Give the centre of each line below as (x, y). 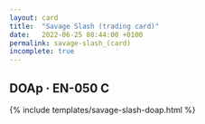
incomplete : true (42, 52)
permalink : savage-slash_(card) (70, 43)
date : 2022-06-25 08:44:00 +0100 (76, 34)
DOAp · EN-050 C (60, 88)
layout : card (34, 18)
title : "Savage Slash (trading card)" (84, 26)
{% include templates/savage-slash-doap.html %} (102, 110)
